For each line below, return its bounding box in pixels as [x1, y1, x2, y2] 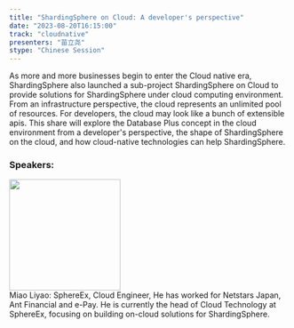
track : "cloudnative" [9, 29, 90, 38]
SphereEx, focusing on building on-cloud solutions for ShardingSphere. [9, 308, 270, 320]
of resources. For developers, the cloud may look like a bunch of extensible [9, 108, 285, 119]
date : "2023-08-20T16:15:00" [9, 21, 117, 30]
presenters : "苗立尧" [9, 37, 85, 47]
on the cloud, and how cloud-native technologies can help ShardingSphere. [9, 137, 286, 148]
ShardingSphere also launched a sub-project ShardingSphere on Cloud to [9, 80, 279, 91]
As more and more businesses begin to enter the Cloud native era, [9, 70, 252, 81]
